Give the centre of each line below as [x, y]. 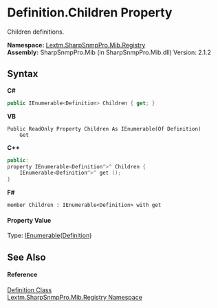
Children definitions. [36, 32]
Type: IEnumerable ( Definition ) [50, 236]
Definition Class [30, 289]
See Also [26, 257]
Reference [22, 275]
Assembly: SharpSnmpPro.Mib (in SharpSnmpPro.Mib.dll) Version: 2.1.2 [109, 52]
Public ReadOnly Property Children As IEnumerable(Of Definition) [104, 129]
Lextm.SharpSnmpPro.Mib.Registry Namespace [75, 297]
